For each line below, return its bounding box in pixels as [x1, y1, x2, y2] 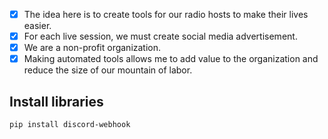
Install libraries [9, 93, 104, 110]
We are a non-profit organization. [23, 42, 162, 54]
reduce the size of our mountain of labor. [23, 64, 193, 76]
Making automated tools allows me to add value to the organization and [23, 53, 319, 65]
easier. [23, 20, 52, 32]
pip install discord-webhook [9, 120, 131, 130]
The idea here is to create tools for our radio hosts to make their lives [23, 9, 309, 20]
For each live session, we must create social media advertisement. [23, 30, 298, 43]
